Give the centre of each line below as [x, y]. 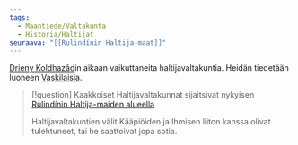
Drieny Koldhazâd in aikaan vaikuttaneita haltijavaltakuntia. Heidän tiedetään [149, 68]
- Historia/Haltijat [56, 34]
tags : [19, 17]
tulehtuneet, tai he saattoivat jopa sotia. [104, 132]
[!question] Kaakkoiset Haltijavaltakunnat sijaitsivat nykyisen [143, 95]
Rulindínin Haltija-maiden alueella [93, 105]
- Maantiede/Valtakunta [61, 26]
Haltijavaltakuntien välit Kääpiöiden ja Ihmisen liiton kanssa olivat [151, 122]
